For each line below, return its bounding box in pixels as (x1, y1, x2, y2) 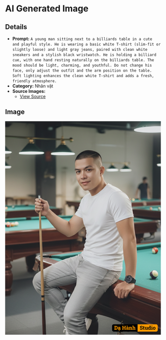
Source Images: (12, 88, 46, 94)
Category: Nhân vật (12, 83, 53, 89)
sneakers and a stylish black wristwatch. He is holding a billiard (12, 52, 157, 57)
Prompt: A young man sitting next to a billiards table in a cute (12, 36, 152, 42)
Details (5, 23, 27, 31)
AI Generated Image (5, 3, 89, 14)
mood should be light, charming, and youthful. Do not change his (12, 63, 152, 68)
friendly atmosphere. (12, 79, 57, 84)
